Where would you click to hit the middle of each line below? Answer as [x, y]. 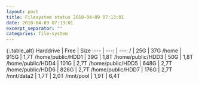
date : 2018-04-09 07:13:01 [40, 23]
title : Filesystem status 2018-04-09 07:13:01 [65, 17]
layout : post [22, 12]
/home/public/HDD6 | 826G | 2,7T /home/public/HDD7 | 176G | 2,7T [89, 70]
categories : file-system [37, 34]
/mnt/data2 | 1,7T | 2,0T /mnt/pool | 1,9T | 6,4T [63, 76]
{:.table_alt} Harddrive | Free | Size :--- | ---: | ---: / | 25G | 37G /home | [94, 51]
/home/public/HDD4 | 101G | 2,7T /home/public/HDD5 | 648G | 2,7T [89, 64]
